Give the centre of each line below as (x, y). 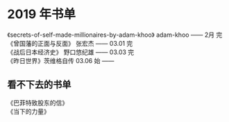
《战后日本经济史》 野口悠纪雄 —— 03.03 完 (71, 52)
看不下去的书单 (39, 85)
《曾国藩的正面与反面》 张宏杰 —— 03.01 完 (70, 43)
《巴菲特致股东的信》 (37, 103)
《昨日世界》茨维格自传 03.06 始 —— (61, 60)
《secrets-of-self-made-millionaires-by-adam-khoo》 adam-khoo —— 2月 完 (115, 35)
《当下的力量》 (28, 111)
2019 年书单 (42, 14)
